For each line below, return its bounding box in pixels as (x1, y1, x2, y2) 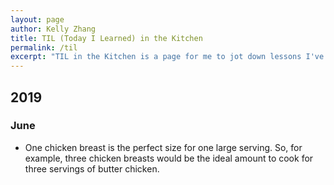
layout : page (10, 14, 65, 25)
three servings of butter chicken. (24, 162, 160, 175)
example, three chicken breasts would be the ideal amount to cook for (24, 152, 314, 164)
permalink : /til (10, 42, 78, 53)
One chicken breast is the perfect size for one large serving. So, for (24, 141, 303, 153)
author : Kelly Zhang (10, 24, 97, 34)
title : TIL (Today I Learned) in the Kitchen (10, 33, 203, 43)
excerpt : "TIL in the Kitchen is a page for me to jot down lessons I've (10, 52, 325, 62)
